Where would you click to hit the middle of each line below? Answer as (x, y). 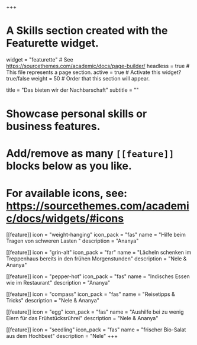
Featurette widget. (53, 43)
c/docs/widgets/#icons (65, 218)
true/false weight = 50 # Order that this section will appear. (78, 78)
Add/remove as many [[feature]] (90, 154)
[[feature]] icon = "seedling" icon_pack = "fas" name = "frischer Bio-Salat (96, 330)
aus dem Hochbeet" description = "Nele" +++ (62, 336)
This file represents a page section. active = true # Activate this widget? (94, 72)
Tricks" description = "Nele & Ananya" (53, 301)
